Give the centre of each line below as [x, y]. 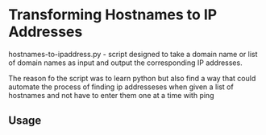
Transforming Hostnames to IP [113, 15]
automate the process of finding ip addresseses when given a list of [121, 87]
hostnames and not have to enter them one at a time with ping [111, 95]
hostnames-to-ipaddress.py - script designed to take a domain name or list [133, 54]
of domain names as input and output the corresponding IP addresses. [126, 63]
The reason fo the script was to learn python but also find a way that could [132, 78]
